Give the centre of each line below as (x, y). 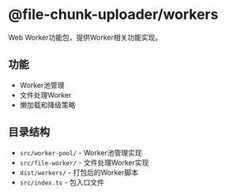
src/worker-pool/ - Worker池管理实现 (81, 152)
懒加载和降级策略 (47, 105)
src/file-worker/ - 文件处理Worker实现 (84, 162)
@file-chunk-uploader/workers (113, 15)
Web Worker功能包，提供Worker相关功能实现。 (85, 37)
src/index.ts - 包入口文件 (62, 182)
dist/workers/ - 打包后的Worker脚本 (79, 172)
